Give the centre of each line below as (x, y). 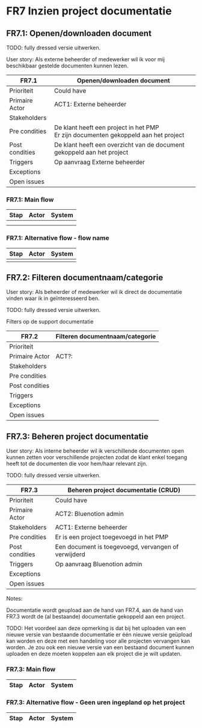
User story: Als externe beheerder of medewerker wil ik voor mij (86, 59)
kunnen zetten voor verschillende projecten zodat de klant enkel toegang (97, 457)
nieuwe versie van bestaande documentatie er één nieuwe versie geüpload (99, 635)
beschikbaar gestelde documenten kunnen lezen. (67, 66)
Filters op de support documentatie (50, 322)
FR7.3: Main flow (31, 670)
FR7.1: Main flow (30, 200)
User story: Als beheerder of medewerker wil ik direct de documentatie (94, 292)
